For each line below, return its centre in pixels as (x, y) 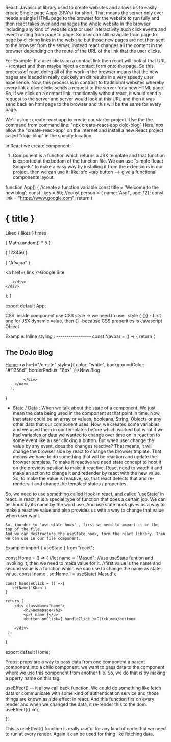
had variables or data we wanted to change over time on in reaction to (86, 435)
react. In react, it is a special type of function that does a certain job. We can (86, 499)
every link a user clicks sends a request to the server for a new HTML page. (85, 88)
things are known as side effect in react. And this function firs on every (80, 699)
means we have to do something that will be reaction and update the (85, 456)
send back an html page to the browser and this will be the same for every (83, 104)
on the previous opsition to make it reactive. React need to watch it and (87, 468)
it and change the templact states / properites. (79, 484)
